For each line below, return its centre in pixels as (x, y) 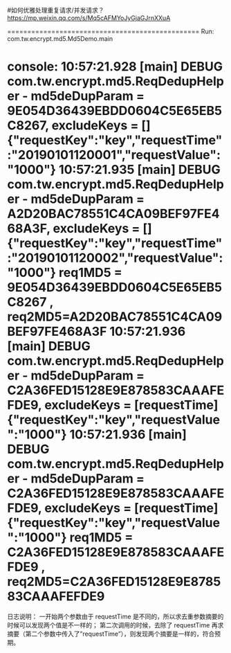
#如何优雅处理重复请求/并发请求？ (56, 10)
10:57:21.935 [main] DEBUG (140, 170)
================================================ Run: (111, 31)
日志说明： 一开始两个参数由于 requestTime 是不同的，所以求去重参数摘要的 (115, 616)
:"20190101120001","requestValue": (114, 155)
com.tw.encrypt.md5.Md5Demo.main (60, 39)
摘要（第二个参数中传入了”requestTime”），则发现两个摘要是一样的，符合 (111, 634)
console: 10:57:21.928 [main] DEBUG (115, 67)
